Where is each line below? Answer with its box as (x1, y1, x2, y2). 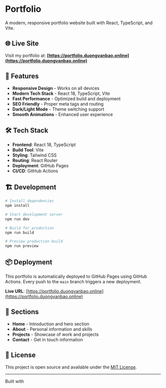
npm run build (5, 230, 35, 235)
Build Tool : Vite (12, 147, 44, 153)
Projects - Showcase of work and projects (12, 331, 99, 337)
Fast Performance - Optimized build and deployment (12, 95, 121, 102)
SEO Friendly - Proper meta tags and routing (12, 101, 104, 107)
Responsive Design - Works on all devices (12, 85, 100, 91)
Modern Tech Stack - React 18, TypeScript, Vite (12, 90, 110, 96)
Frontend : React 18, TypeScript (12, 142, 76, 148)
